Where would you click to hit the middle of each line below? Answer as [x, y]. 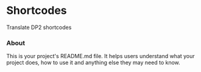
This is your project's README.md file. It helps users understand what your [100, 56]
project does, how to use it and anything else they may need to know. [93, 63]
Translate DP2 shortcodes [39, 27]
